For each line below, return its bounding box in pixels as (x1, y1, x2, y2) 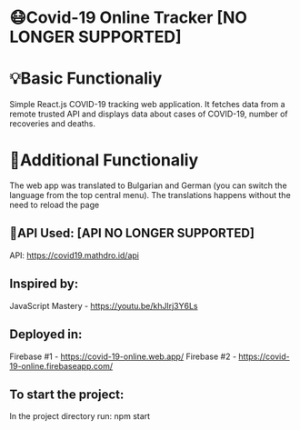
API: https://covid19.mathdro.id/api (9, 249, 139, 261)
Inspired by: (9, 276, 79, 292)
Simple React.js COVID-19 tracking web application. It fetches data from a (9, 99, 285, 110)
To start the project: (9, 386, 125, 402)
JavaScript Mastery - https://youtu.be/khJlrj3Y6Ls (9, 300, 198, 311)
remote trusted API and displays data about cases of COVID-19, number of (9, 108, 288, 120)
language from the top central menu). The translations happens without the (9, 190, 291, 201)
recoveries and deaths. (9, 118, 96, 129)
